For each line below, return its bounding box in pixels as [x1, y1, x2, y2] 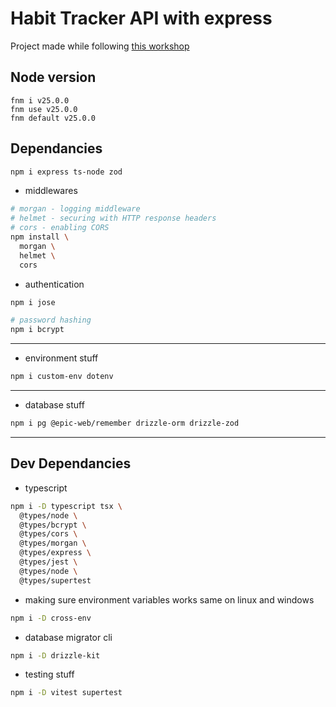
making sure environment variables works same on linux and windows [24, 593, 315, 606]
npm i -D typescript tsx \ [10, 501, 123, 511]
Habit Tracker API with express [10, 7, 273, 30]
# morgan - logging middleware [10, 204, 141, 214]
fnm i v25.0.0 [10, 95, 70, 106]
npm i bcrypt [10, 325, 65, 335]
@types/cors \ [19, 529, 78, 539]
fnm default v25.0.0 [10, 113, 97, 123]
